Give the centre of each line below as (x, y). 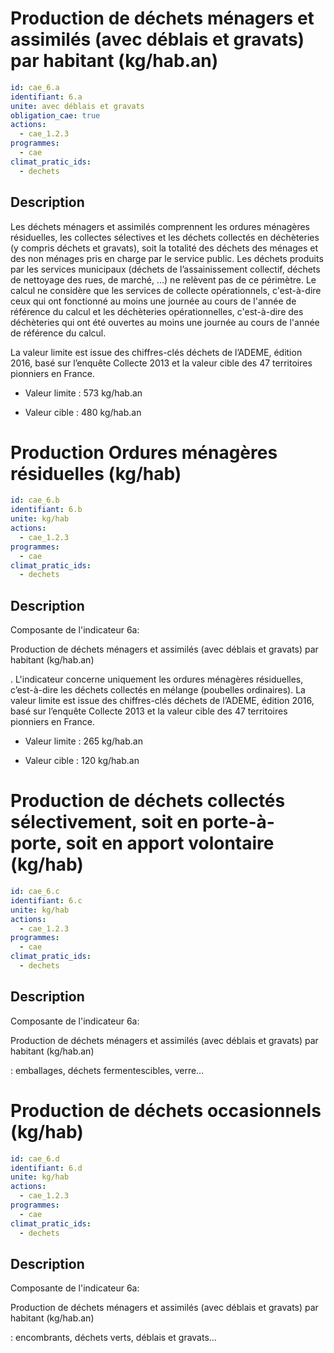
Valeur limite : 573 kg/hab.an (83, 393)
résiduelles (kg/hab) (96, 473)
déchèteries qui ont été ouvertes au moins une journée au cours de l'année (165, 322)
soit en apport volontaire (170, 843)
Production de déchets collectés (148, 801)
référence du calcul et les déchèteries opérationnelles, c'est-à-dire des (157, 311)
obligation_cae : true (55, 115)
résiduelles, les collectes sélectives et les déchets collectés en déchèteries (165, 237)
